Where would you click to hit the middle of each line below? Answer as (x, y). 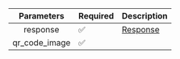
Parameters (42, 16)
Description (144, 16)
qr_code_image (42, 42)
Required (96, 16)
